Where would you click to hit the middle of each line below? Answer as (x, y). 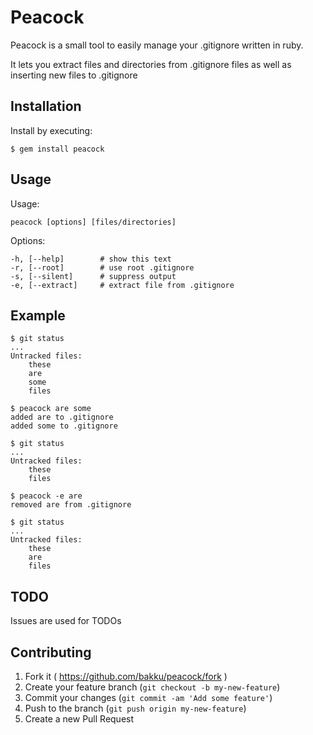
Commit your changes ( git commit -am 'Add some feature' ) (148, 697)
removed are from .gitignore (71, 505)
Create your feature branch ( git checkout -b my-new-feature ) (152, 687)
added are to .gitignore (62, 417)
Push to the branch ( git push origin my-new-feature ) (135, 708)
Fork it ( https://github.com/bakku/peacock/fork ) (126, 676)
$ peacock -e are (46, 496)
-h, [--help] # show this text (91, 259)
